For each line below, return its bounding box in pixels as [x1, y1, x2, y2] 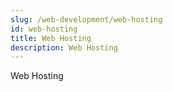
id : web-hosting [10, 24, 78, 34]
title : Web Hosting [10, 33, 92, 43]
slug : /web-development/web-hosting [10, 14, 163, 25]
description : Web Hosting [10, 42, 118, 53]
